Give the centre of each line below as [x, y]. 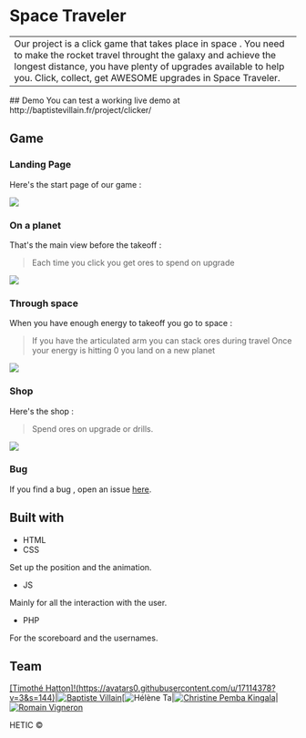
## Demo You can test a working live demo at [95, 100]
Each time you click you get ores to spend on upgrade [133, 262]
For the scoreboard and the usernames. [84, 638]
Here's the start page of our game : [76, 184]
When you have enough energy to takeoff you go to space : [121, 323]
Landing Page [41, 165]
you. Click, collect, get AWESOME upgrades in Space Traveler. [147, 77]
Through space [44, 303]
